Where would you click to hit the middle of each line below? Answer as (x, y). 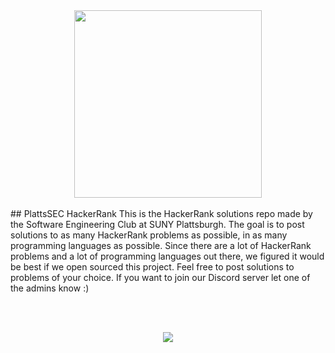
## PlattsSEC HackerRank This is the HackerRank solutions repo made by (161, 213)
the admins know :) (50, 288)
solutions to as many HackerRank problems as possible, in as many (149, 235)
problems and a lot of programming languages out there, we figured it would (167, 256)
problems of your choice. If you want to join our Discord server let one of (160, 277)
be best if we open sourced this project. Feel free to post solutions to (152, 267)
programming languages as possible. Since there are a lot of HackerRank (161, 245)
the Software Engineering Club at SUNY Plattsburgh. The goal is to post (157, 224)
